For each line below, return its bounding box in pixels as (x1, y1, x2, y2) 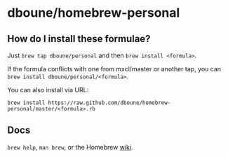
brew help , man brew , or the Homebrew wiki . (7, 143, 133, 151)
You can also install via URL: (7, 86, 89, 94)
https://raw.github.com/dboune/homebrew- (48, 99, 171, 106)
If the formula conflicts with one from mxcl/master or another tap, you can (7, 65, 222, 73)
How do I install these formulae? (7, 33, 151, 45)
